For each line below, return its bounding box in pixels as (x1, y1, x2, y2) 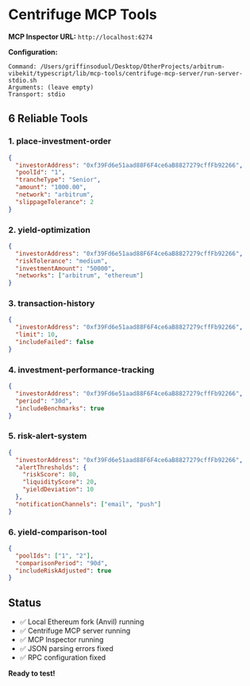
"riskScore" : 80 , (22, 471, 80, 479)
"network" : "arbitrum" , (15, 191, 94, 198)
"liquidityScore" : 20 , (22, 478, 98, 486)
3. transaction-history (8, 298, 95, 309)
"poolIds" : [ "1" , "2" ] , (15, 552, 94, 560)
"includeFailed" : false (15, 338, 94, 346)
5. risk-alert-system (8, 430, 87, 441)
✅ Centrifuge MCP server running (19, 626, 131, 636)
